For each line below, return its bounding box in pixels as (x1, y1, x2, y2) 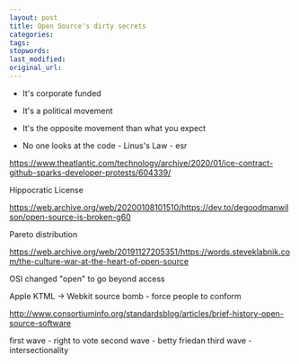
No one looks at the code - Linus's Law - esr (22, 140, 188, 151)
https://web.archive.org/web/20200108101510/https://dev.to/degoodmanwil (9, 201, 289, 212)
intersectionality (9, 344, 69, 355)
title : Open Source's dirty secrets (9, 22, 146, 31)
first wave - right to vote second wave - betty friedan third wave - (9, 334, 253, 346)
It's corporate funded (22, 87, 101, 99)
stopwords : (9, 47, 50, 56)
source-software (9, 317, 72, 328)
